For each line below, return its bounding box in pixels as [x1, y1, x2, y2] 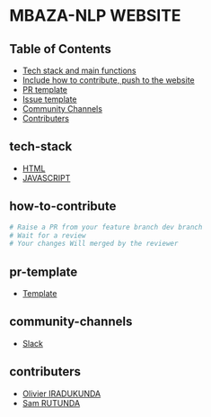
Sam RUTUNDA [22, 397, 81, 408]
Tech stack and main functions [22, 65, 136, 76]
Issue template [22, 94, 78, 104]
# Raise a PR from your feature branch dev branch [9, 222, 203, 231]
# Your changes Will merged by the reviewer [9, 240, 179, 249]
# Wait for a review [9, 231, 87, 240]
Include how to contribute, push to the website [22, 75, 195, 86]
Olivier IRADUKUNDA [22, 388, 101, 399]
